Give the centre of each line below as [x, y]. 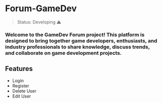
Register [21, 85]
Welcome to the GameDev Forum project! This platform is [75, 35]
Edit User [21, 96]
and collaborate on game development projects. [63, 53]
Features [19, 69]
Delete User [24, 91]
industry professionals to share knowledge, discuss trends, [78, 47]
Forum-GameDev [41, 9]
